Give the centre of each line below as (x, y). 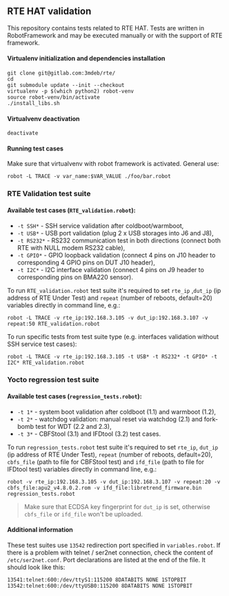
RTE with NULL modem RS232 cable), (71, 247)
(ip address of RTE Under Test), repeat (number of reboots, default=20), (110, 454)
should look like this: (36, 567)
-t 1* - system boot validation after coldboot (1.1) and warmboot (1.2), (116, 412)
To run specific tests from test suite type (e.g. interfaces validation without (113, 336)
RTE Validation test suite (49, 194)
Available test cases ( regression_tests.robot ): (75, 396)
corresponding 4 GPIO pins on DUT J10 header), (86, 262)
